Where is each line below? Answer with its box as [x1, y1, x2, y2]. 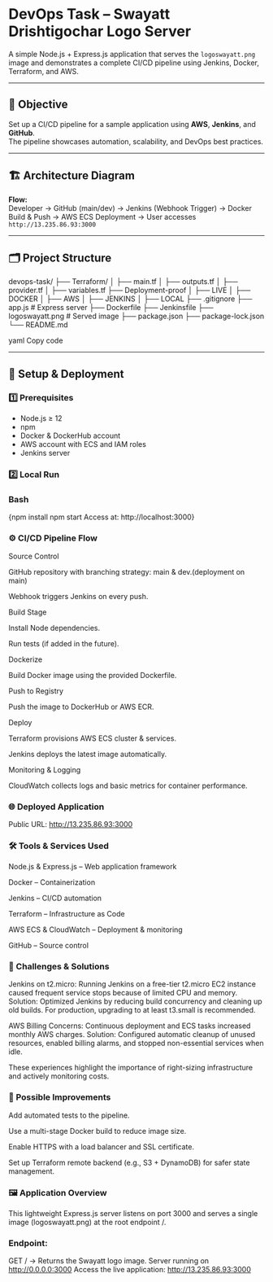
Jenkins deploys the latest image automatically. [8, 749, 167, 759]
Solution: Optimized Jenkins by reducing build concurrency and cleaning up [8, 996, 262, 1006]
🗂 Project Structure [8, 251, 112, 265]
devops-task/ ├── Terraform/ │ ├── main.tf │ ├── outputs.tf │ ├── [8, 277, 238, 287]
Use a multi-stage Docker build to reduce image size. [8, 1126, 187, 1135]
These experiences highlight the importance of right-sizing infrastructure [8, 1063, 253, 1073]
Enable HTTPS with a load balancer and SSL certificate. [8, 1141, 195, 1152]
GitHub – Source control [8, 941, 89, 951]
